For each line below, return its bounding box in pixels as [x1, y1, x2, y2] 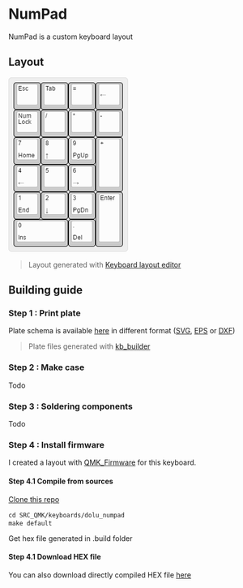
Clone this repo [8, 494, 60, 504]
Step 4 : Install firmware [8, 439, 105, 450]
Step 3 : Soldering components [8, 401, 134, 412]
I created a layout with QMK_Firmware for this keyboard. [8, 457, 197, 467]
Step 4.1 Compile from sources [8, 476, 113, 486]
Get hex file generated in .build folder [8, 533, 133, 543]
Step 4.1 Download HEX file [8, 552, 101, 562]
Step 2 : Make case [8, 362, 85, 373]
